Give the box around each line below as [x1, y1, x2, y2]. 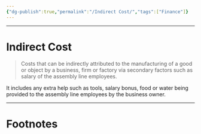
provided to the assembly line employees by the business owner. [6, 90, 166, 98]
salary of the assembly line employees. [20, 72, 117, 80]
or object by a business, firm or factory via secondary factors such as [20, 66, 193, 74]
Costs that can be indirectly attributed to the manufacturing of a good [20, 60, 193, 67]
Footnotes [6, 117, 58, 130]
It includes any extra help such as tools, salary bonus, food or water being [6, 84, 188, 92]
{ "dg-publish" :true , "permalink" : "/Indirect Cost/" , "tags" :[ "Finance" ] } [6, 8, 188, 15]
